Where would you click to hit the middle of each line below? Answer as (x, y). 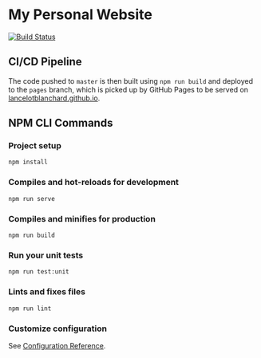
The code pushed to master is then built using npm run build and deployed (131, 81)
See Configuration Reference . (57, 345)
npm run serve (32, 199)
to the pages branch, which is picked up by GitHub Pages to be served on (129, 89)
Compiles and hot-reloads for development (94, 183)
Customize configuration (58, 328)
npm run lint (30, 309)
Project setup (35, 146)
